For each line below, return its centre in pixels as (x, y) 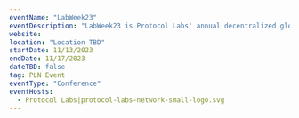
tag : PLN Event (37, 75)
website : (25, 34)
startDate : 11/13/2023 (51, 51)
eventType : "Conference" (55, 83)
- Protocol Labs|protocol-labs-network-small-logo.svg (121, 100)
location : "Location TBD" (57, 42)
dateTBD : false (37, 67)
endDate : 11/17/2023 (48, 59)
